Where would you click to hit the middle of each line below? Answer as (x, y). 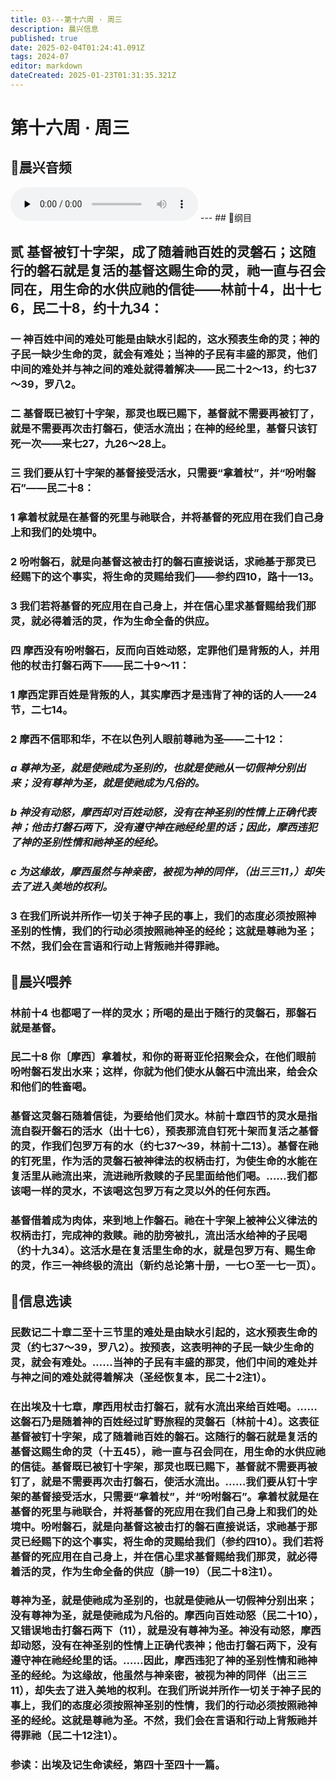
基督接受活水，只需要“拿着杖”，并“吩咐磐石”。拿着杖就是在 (175, 1496)
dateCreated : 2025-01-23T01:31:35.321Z (93, 76)
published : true (44, 38)
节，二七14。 (41, 709)
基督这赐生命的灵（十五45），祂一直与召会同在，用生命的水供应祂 (168, 1451)
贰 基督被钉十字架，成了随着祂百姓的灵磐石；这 (156, 252)
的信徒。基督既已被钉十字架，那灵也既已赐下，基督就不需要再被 (164, 1466)
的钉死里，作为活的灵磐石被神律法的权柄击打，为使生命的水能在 (164, 1161)
